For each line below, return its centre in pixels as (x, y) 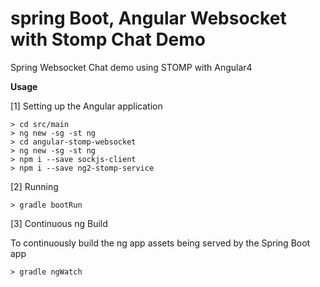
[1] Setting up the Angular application (86, 106)
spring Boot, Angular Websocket (148, 18)
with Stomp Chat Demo (108, 39)
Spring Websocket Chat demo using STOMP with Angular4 (131, 67)
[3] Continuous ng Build (59, 223)
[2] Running (34, 186)
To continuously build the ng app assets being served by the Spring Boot (160, 243)
